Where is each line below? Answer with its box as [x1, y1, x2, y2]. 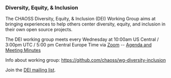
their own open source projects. [5, 27, 73, 33]
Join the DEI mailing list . [5, 67, 56, 73]
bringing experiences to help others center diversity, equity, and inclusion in [5, 21, 166, 27]
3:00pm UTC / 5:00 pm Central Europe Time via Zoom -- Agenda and [5, 42, 152, 48]
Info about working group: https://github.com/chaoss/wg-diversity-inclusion [5, 57, 166, 63]
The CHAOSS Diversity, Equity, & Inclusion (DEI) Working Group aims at [5, 16, 156, 22]
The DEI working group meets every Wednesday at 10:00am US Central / [5, 36, 159, 42]
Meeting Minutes [5, 47, 41, 54]
